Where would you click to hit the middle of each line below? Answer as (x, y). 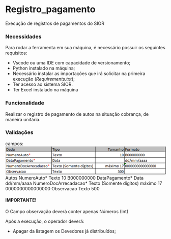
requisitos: (16, 53)
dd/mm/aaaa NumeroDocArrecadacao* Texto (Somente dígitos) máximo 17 (84, 183)
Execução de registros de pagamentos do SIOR (55, 23)
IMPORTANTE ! (21, 200)
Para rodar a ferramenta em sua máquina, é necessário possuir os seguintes (85, 48)
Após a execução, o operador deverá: (45, 221)
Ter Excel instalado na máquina (45, 90)
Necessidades (23, 37)
